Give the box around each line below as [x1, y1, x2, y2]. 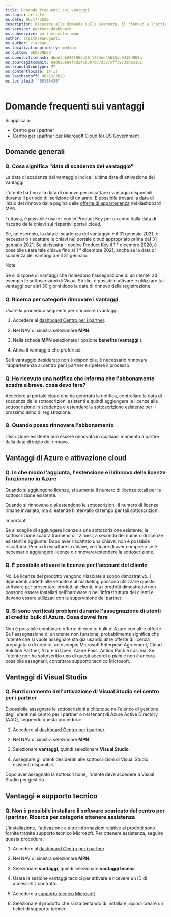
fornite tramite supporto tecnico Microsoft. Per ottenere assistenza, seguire [5, 830, 163, 836]
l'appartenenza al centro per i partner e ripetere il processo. [5, 362, 131, 368]
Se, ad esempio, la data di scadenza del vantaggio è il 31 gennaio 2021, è [5, 231, 159, 237]
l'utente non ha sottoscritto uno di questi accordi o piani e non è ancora [5, 653, 155, 659]
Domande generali [5, 147, 65, 156]
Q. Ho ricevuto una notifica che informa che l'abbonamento [5, 375, 155, 382]
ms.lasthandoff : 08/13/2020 [5, 74, 65, 79]
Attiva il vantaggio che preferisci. [12, 347, 82, 353]
